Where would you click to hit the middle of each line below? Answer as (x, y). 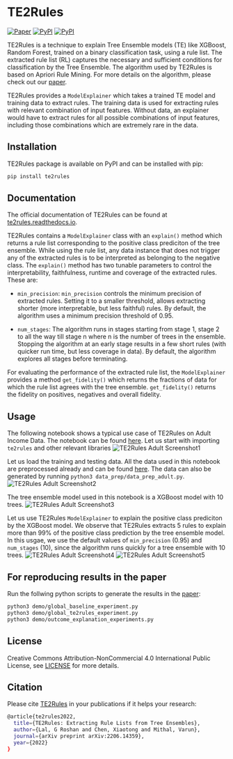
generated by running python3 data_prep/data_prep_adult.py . (96, 476)
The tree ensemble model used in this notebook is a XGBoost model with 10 (115, 497)
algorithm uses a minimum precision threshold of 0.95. (95, 316)
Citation (25, 687)
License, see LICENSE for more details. (63, 665)
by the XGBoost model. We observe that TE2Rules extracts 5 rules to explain (117, 526)
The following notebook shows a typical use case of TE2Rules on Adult (109, 433)
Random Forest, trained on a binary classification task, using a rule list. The (115, 52)
